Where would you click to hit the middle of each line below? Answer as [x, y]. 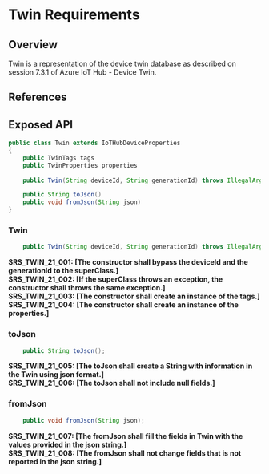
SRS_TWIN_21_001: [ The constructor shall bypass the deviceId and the [128, 262]
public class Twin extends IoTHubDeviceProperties [94, 143]
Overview [33, 45]
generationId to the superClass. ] [63, 271]
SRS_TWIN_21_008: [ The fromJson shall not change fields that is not [125, 453]
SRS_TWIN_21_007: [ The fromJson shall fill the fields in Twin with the [126, 436]
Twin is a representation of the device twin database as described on [122, 63]
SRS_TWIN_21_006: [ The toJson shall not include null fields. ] [112, 383]
